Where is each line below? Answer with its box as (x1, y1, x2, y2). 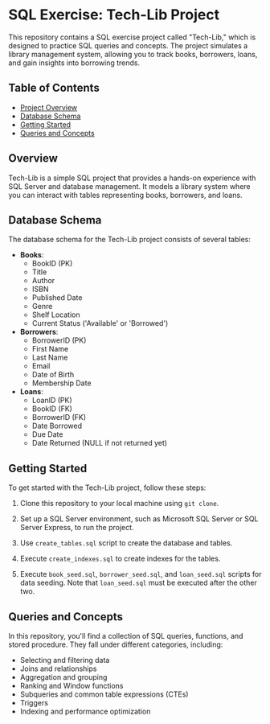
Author (31, 276, 55, 286)
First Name (31, 344, 69, 354)
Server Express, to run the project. (19, 523, 134, 533)
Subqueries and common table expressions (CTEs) (19, 689, 189, 699)
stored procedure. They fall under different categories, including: (8, 640, 223, 649)
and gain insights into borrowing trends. (8, 58, 141, 68)
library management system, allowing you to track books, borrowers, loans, (8, 49, 258, 59)
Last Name (31, 352, 68, 363)
